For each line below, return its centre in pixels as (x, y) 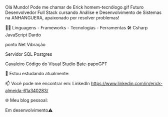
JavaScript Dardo (23, 35)
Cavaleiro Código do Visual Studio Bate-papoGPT (56, 64)
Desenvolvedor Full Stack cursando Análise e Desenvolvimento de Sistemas (83, 12)
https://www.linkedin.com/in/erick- (127, 83)
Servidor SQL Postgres (29, 54)
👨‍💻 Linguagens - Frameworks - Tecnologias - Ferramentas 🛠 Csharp (76, 28)
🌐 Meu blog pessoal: (27, 100)
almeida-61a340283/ (27, 91)
